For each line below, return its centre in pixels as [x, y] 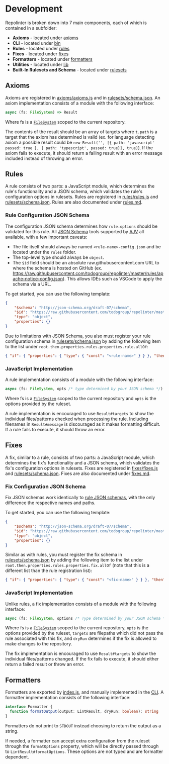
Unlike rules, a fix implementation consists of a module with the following [81, 604]
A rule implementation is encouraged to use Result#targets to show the [80, 414]
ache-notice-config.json [38, 278]
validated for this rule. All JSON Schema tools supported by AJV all [75, 231]
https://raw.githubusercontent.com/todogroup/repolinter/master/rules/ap [88, 273]
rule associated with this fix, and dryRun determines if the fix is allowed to [81, 638]
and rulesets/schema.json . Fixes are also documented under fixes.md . [78, 473]
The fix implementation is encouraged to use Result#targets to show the [81, 653]
